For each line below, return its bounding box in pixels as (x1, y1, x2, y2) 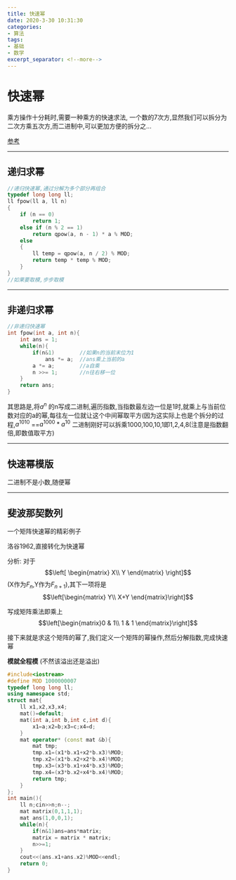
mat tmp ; (32, 742, 58, 750)
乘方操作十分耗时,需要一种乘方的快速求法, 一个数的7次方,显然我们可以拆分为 (7, 113, 227, 122)
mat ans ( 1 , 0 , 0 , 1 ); (20, 815, 74, 822)
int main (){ (7, 795, 42, 802)
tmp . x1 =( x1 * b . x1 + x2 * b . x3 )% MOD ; (32, 749, 124, 756)
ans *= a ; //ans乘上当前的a (44, 355, 125, 362)
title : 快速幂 (7, 10, 46, 18)
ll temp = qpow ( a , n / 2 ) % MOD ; (32, 250, 131, 257)
